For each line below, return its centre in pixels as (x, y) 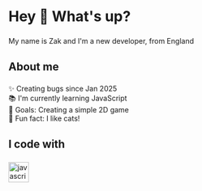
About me (34, 67)
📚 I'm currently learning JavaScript (68, 98)
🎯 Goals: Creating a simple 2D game (69, 110)
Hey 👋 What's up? (70, 17)
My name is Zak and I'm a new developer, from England (101, 41)
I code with (37, 144)
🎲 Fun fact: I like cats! (44, 119)
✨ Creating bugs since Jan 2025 (63, 89)
